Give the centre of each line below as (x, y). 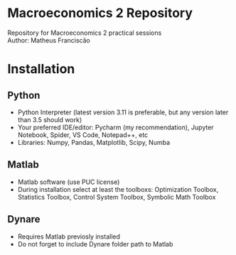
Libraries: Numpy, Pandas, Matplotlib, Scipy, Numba (94, 142)
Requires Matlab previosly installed (69, 237)
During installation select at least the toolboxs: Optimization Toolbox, (118, 189)
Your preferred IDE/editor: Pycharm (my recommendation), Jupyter (116, 127)
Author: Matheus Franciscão (49, 40)
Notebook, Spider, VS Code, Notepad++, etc (83, 135)
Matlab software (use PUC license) (69, 182)
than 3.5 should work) (50, 119)
